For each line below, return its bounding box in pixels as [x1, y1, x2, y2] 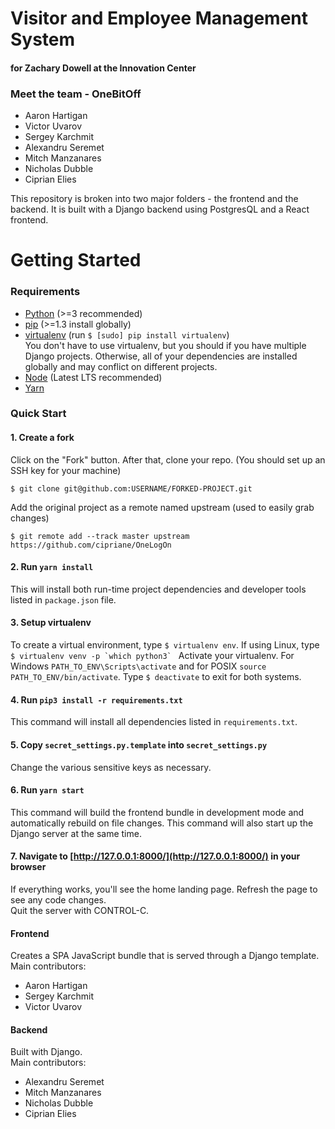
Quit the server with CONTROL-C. [10, 904, 150, 916]
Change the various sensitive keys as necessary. [10, 761, 212, 773]
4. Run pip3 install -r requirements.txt [10, 693, 183, 706]
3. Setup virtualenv [10, 617, 92, 629]
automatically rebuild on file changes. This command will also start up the [10, 817, 314, 829]
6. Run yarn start [10, 784, 85, 796]
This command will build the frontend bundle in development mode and [10, 806, 305, 818]
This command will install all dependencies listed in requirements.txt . [10, 716, 298, 728]
